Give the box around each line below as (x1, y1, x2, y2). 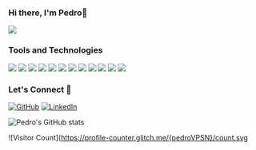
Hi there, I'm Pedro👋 (8, 7, 88, 18)
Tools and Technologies (8, 45, 103, 56)
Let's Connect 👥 (8, 84, 72, 95)
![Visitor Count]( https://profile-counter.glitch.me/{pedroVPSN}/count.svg (8, 132, 248, 142)
